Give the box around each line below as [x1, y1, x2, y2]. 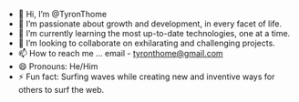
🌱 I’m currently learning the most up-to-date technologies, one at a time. [17, 28, 291, 38]
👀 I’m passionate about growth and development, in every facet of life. [17, 18, 283, 29]
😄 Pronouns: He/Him [17, 61, 98, 72]
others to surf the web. [17, 85, 105, 95]
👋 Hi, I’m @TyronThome [17, 9, 108, 19]
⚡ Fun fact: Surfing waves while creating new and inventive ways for [17, 71, 275, 82]
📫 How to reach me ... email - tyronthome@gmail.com [17, 48, 223, 58]
